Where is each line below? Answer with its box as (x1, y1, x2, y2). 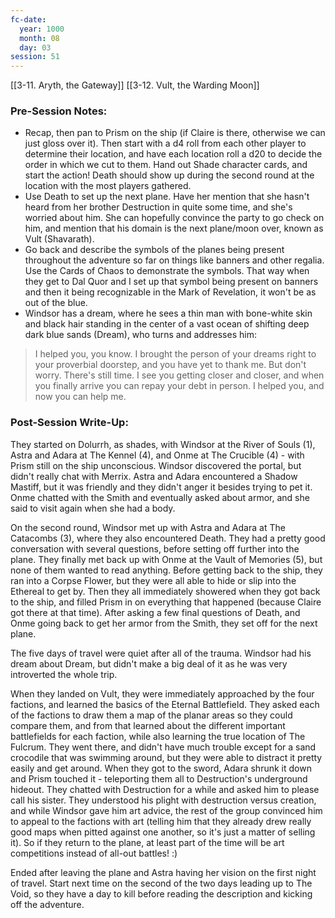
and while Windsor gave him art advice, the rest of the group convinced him (10, 804, 323, 816)
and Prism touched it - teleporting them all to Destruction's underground (10, 772, 308, 785)
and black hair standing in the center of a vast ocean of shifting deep (24, 318, 310, 330)
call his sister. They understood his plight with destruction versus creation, (10, 794, 317, 806)
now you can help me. (34, 391, 127, 403)
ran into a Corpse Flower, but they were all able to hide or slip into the (10, 574, 297, 586)
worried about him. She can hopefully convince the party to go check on (24, 212, 325, 224)
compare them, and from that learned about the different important (10, 719, 286, 731)
